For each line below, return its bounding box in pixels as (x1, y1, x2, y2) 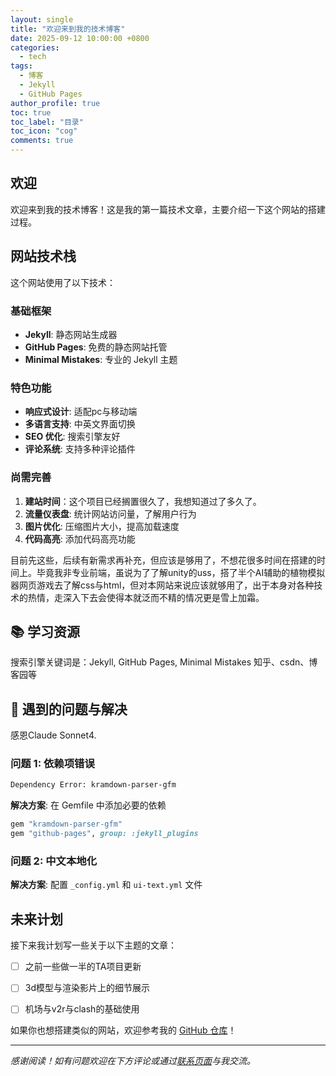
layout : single (10, 14, 74, 25)
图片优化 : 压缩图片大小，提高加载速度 (24, 520, 180, 532)
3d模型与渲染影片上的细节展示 (24, 982, 151, 994)
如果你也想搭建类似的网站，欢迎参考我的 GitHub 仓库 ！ (10, 1024, 237, 1036)
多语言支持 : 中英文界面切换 (24, 418, 136, 430)
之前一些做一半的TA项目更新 (24, 961, 142, 973)
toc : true (10, 107, 52, 118)
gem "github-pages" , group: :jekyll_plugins (10, 829, 199, 839)
